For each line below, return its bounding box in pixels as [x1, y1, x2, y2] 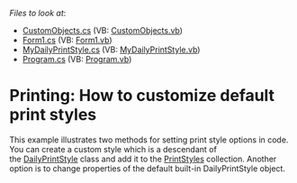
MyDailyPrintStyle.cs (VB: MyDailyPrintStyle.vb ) [22, 44, 201, 55]
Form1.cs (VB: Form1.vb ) [22, 35, 112, 45]
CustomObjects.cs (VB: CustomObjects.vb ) [22, 25, 183, 35]
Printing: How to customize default [9, 86, 275, 106]
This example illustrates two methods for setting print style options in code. [9, 134, 289, 145]
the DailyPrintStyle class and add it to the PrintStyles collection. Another [9, 153, 277, 164]
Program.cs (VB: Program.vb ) [22, 54, 132, 64]
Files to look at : [9, 8, 67, 18]
